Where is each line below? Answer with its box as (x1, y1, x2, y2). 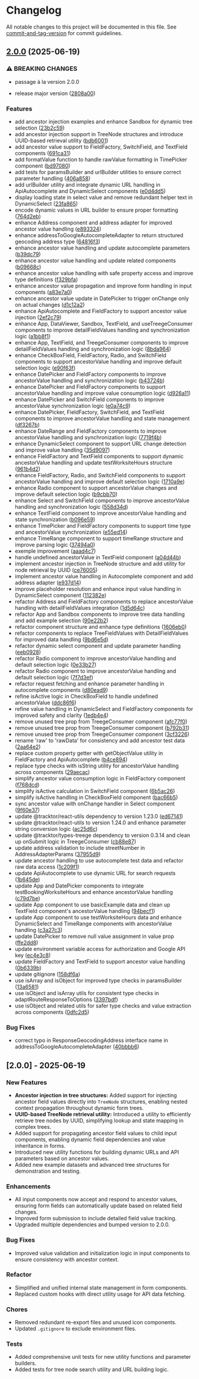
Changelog (6, 4, 62, 17)
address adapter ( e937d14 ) (14, 579, 81, 586)
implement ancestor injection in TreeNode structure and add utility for (14, 560, 186, 567)
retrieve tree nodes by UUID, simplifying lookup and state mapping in (14, 1117, 184, 1124)
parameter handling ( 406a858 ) (14, 175, 91, 182)
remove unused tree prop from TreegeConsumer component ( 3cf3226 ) (14, 731, 190, 738)
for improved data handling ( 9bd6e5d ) (14, 635, 109, 643)
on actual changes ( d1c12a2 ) (14, 301, 85, 308)
